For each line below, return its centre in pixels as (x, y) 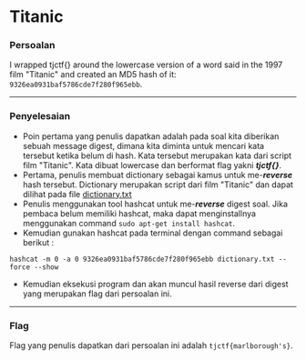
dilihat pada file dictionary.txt (77, 194)
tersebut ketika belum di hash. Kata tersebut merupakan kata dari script (157, 155)
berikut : (38, 242)
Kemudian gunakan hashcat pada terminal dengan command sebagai (153, 233)
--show (46, 267)
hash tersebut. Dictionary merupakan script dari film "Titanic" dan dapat (158, 185)
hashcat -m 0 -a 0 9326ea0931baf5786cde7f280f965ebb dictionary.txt (142, 259)
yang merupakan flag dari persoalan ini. (97, 294)
